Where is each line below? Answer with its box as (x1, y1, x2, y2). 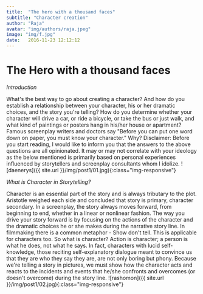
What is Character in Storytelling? (6, 178, 91, 186)
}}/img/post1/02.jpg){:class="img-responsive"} (6, 281, 124, 288)
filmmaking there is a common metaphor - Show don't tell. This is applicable (6, 229, 197, 236)
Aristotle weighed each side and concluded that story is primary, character (6, 196, 193, 204)
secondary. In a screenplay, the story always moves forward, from (6, 203, 172, 210)
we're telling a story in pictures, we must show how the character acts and (6, 261, 193, 268)
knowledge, (6, 248, 36, 256)
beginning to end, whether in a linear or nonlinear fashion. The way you (6, 209, 185, 217)
